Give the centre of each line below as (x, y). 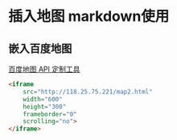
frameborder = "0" (50, 114)
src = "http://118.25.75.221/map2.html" (88, 92)
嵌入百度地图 (40, 48)
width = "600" (43, 99)
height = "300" (45, 106)
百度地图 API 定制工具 (44, 69)
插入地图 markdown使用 (89, 16)
